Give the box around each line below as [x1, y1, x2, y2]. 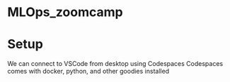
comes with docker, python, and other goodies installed [7, 67, 170, 76]
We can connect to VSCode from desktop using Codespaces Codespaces [7, 60, 224, 68]
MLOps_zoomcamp [7, 4, 123, 20]
